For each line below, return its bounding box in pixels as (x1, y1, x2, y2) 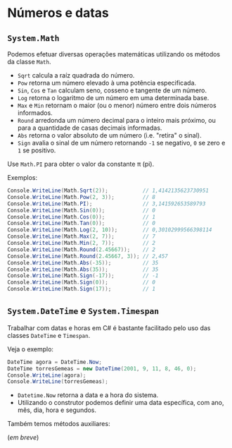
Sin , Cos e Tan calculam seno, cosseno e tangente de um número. (17, 86, 207, 95)
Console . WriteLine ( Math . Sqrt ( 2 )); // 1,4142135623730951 (7, 187, 210, 194)
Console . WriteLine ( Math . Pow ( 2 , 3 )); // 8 (7, 193, 156, 200)
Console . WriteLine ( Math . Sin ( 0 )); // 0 (7, 207, 156, 214)
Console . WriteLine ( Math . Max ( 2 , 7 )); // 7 (7, 233, 156, 241)
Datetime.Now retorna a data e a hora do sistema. (17, 391, 159, 399)
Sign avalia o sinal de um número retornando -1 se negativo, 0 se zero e (17, 139, 226, 147)
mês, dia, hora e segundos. (17, 406, 97, 414)
